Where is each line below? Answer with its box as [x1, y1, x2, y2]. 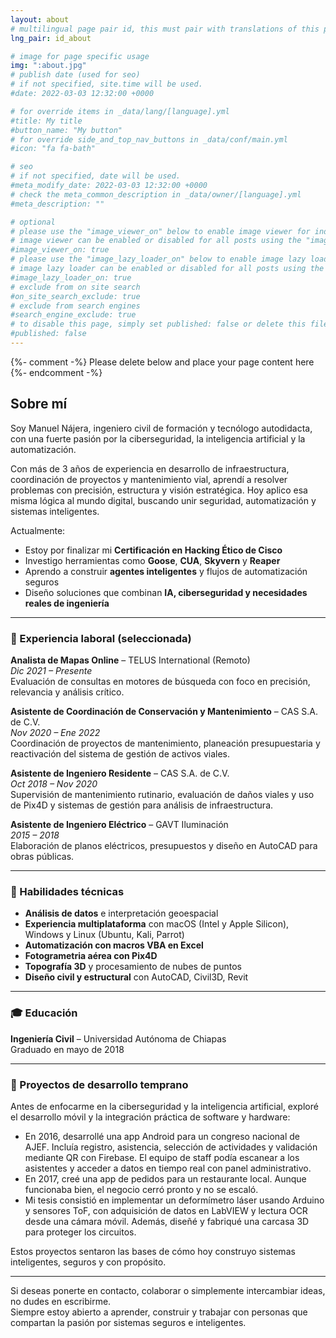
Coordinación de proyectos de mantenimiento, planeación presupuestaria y [10, 737, 321, 749]
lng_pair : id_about [10, 33, 92, 43]
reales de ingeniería [24, 597, 110, 609]
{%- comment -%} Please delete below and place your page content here [10, 356, 315, 368]
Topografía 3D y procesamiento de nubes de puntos [24, 961, 242, 973]
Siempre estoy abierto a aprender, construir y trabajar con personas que [10, 1306, 308, 1318]
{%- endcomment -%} [10, 366, 103, 378]
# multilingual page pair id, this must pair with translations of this [10, 24, 320, 34]
